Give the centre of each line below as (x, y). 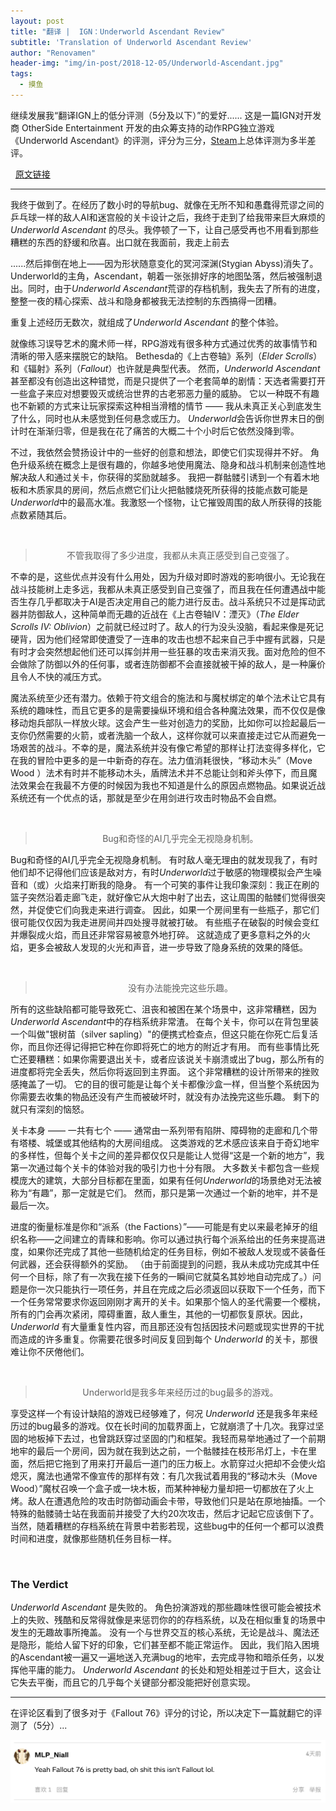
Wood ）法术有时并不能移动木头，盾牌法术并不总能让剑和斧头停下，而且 (159, 772)
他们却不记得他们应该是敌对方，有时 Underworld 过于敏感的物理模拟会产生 (161, 872)
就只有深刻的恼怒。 (50, 1109)
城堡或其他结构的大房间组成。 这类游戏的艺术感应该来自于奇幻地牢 (182, 1142)
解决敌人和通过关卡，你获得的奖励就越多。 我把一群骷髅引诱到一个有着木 (160, 477)
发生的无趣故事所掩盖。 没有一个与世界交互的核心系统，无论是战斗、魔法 (160, 1632)
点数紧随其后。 (41, 514)
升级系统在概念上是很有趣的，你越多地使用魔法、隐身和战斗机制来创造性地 (172, 464)
